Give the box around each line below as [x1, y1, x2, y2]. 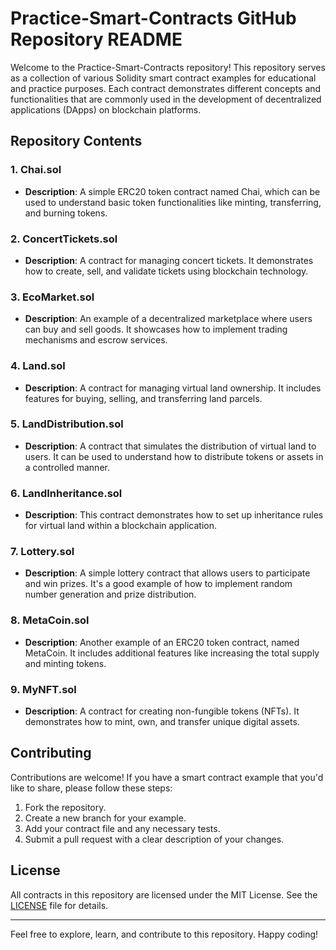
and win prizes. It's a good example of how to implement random [24, 578, 293, 590]
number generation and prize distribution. [24, 588, 197, 601]
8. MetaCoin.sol [10, 613, 90, 627]
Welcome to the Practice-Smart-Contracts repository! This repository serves [10, 61, 326, 73]
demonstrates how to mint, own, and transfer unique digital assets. [24, 716, 300, 727]
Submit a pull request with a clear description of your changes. [24, 833, 285, 845]
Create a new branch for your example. [24, 812, 187, 824]
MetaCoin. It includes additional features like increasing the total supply [24, 647, 320, 659]
